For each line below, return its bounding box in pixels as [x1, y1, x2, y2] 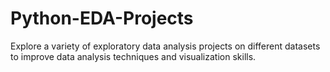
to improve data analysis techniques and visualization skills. [10, 50, 257, 62]
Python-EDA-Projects [10, 7, 194, 30]
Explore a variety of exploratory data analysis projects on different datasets [10, 40, 321, 52]
